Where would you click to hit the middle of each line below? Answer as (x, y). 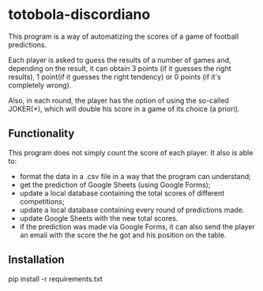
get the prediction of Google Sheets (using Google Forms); (115, 185)
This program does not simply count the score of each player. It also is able (131, 152)
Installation (36, 260)
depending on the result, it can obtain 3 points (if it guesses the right (120, 68)
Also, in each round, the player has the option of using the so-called (118, 100)
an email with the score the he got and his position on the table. (123, 235)
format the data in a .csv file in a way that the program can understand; (135, 176)
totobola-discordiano (79, 15)
